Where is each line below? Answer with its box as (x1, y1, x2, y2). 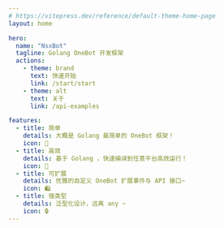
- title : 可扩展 (15, 170, 67, 178)
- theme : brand (23, 64, 75, 73)
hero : (8, 34, 27, 42)
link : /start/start (29, 79, 96, 88)
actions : (15, 57, 45, 65)
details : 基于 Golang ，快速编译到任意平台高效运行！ (23, 154, 188, 162)
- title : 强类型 (15, 192, 67, 200)
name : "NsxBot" (15, 41, 67, 49)
